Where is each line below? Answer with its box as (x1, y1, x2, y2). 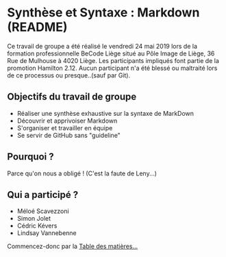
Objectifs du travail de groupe (7, 91, 137, 103)
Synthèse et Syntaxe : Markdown (7, 5, 200, 21)
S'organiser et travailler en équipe (16, 123, 113, 132)
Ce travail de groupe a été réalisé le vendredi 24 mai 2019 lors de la (7, 42, 197, 50)
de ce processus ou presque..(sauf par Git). (7, 71, 131, 79)
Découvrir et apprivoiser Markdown (16, 117, 118, 125)
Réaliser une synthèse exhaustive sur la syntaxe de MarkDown (16, 109, 194, 117)
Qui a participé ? (7, 188, 79, 200)
